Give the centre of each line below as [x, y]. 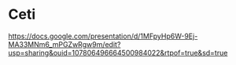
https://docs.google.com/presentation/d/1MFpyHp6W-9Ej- [103, 36]
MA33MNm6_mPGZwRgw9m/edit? [65, 44]
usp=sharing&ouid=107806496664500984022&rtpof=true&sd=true [118, 52]
